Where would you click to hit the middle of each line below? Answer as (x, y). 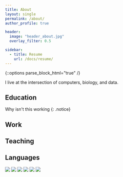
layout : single (20, 14)
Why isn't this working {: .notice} (38, 109)
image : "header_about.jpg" (37, 37)
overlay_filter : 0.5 (30, 41)
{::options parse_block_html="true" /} (43, 73)
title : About (18, 10)
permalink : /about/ (25, 19)
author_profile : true (27, 23)
